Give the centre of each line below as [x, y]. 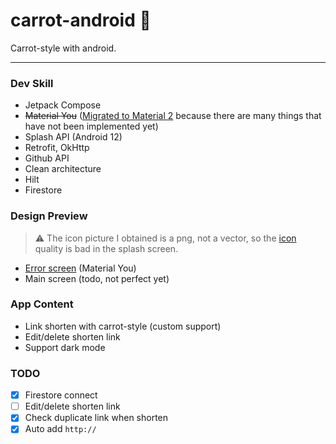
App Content [42, 304]
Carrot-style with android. [63, 48]
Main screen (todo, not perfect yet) [97, 278]
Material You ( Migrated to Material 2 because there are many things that [173, 116]
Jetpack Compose [63, 105]
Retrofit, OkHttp [57, 148]
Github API [47, 158]
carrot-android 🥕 [81, 20]
